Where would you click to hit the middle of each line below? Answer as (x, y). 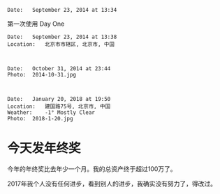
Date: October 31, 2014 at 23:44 (59, 69)
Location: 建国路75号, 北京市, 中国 (59, 106)
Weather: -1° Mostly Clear (51, 113)
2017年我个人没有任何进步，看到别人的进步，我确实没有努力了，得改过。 (112, 184)
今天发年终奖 (44, 148)
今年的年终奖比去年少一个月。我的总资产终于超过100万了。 (92, 169)
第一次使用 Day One (36, 24)
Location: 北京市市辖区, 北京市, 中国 (61, 45)
